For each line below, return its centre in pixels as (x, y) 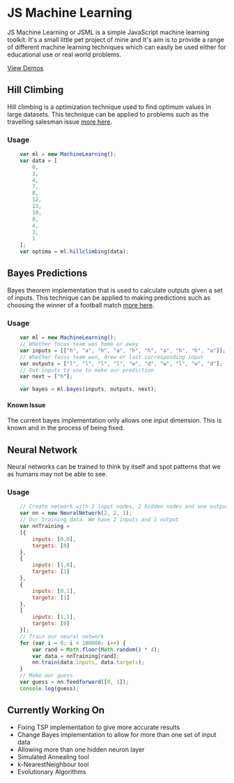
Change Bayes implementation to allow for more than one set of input (117, 734)
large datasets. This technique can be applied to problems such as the (108, 114)
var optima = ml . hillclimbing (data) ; (75, 252)
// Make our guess (46, 675)
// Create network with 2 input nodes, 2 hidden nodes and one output (124, 507)
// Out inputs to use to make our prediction (87, 370)
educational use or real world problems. (64, 54)
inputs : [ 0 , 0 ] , (54, 539)
